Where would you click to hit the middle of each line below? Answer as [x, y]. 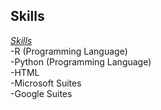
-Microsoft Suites [46, 83]
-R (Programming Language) [69, 51]
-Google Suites [41, 93]
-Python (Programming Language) [81, 61]
